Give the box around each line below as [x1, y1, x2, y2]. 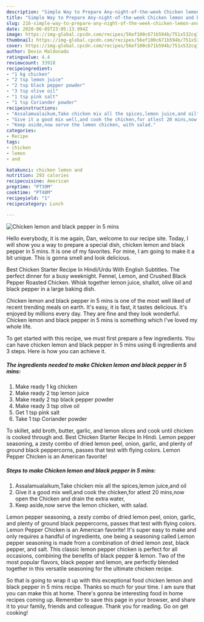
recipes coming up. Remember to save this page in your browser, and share [6, 596, 195, 604]
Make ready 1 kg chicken [15, 383, 78, 390]
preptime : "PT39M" [6, 184, 53, 190]
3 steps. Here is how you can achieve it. [6, 347, 106, 354]
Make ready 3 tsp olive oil [15, 403, 80, 410]
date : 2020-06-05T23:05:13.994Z [6, 26, 88, 32]
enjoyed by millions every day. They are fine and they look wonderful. [6, 309, 180, 317]
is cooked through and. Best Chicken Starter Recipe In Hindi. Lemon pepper [6, 434, 196, 441]
